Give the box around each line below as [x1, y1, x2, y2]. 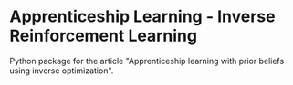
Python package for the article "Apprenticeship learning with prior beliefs [9, 55, 285, 66]
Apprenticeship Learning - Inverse [9, 6, 276, 27]
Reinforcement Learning [9, 25, 198, 46]
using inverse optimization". [9, 65, 114, 76]
